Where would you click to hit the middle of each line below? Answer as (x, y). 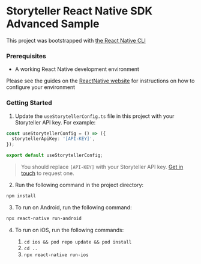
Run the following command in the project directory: (79, 185)
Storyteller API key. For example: (55, 122)
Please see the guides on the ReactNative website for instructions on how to (100, 81)
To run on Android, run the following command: (73, 207)
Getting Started (29, 103)
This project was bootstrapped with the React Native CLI (76, 40)
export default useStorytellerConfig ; (55, 155)
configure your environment (41, 87)
